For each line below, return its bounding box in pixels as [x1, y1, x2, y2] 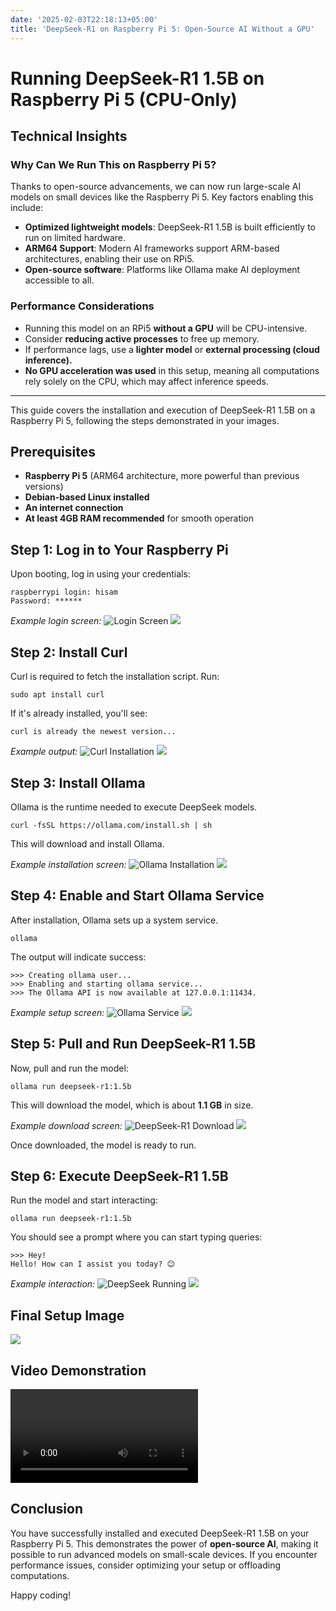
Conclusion [10, 1501, 84, 1518]
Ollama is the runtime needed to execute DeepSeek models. [10, 801, 258, 813]
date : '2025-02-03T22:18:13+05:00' [10, 14, 159, 25]
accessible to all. [24, 274, 95, 286]
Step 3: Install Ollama [10, 774, 146, 791]
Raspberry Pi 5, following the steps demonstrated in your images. [10, 414, 280, 426]
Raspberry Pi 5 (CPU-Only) [10, 88, 238, 111]
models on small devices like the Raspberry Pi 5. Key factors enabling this [10, 191, 314, 203]
